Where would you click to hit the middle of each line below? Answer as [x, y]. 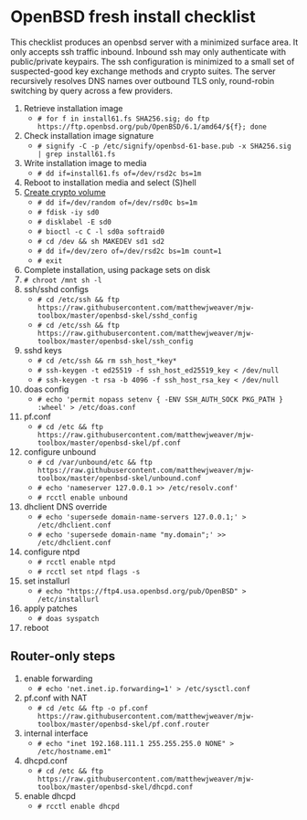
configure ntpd [52, 552]
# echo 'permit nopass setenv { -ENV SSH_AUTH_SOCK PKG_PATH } [160, 399]
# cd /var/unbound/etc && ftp [95, 462]
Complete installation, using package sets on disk [117, 269]
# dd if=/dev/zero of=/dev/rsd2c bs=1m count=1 [129, 251]
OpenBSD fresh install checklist [133, 17]
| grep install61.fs [76, 154]
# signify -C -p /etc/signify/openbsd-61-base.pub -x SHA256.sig [164, 146]
